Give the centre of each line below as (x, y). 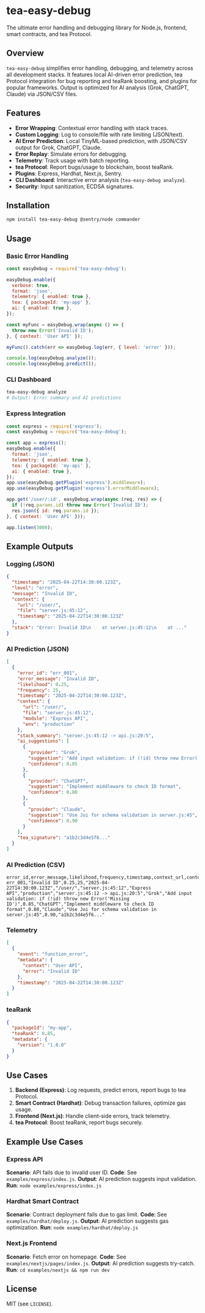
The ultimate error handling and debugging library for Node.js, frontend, (97, 27)
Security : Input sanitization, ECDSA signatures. (74, 186)
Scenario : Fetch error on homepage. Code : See (66, 1257)
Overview (25, 53)
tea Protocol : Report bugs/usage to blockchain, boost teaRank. (94, 167)
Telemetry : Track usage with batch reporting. (72, 160)
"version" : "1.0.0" (42, 1045)
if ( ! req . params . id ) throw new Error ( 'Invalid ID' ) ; (80, 505)
